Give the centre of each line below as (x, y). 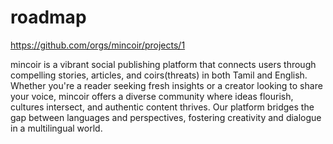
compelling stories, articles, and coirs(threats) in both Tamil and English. (159, 75)
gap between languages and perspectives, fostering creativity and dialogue (166, 117)
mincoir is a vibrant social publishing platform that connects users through (163, 64)
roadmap (48, 17)
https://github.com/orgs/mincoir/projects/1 (98, 45)
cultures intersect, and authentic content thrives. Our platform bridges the (162, 107)
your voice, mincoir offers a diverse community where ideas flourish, (152, 96)
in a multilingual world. (56, 128)
